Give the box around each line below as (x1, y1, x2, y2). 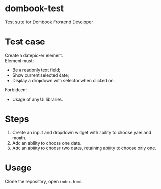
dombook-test (5, 3, 64, 14)
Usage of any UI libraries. (12, 96, 63, 102)
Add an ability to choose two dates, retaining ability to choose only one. (12, 145, 156, 151)
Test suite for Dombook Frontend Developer (5, 19, 94, 25)
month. (12, 135, 27, 141)
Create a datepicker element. (5, 52, 63, 58)
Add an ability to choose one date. (12, 140, 81, 146)
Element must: (5, 57, 34, 63)
